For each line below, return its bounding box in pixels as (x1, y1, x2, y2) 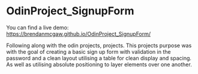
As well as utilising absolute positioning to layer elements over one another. (6, 61, 192, 68)
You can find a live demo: (6, 24, 69, 31)
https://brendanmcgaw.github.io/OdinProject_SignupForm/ (6, 30, 151, 37)
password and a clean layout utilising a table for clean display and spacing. (6, 54, 192, 61)
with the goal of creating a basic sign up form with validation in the (6, 48, 171, 55)
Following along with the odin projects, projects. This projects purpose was (6, 42, 192, 49)
